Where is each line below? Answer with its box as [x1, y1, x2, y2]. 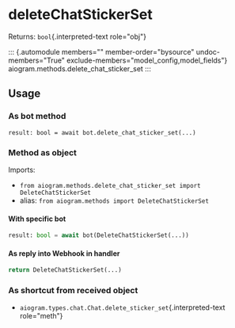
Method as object [8, 147, 78, 158]
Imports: [8, 165, 36, 174]
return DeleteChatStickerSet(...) [8, 266, 123, 274]
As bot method [8, 111, 66, 122]
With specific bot [8, 214, 66, 223]
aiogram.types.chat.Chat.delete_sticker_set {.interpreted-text [19, 303, 226, 312]
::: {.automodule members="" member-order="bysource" [8, 47, 195, 56]
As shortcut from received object [8, 285, 138, 296]
